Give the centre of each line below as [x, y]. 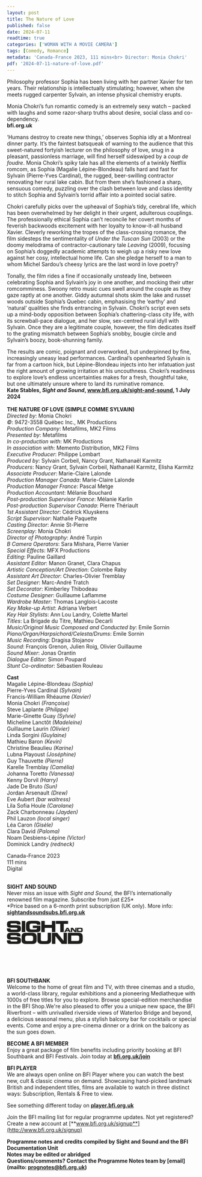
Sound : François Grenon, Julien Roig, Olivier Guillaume [75, 646]
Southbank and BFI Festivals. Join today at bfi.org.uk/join [79, 1056]
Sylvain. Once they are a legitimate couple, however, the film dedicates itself [101, 327]
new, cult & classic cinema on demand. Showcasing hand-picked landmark [99, 1080]
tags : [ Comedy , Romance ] [38, 51]
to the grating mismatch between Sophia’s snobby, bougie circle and [92, 333]
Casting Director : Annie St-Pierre [48, 524]
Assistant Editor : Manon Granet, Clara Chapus [64, 563]
